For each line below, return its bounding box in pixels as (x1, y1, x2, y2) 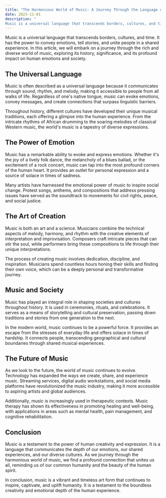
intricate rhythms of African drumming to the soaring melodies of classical (5, 119, 157, 125)
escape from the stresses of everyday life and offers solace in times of (5, 330, 149, 335)
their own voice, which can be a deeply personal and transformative (5, 266, 144, 272)
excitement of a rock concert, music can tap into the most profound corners (5, 162, 160, 168)
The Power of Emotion (5, 138, 75, 147)
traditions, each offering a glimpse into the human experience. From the (5, 114, 151, 120)
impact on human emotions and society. (5, 55, 87, 62)
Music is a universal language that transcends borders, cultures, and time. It (5, 35, 160, 41)
